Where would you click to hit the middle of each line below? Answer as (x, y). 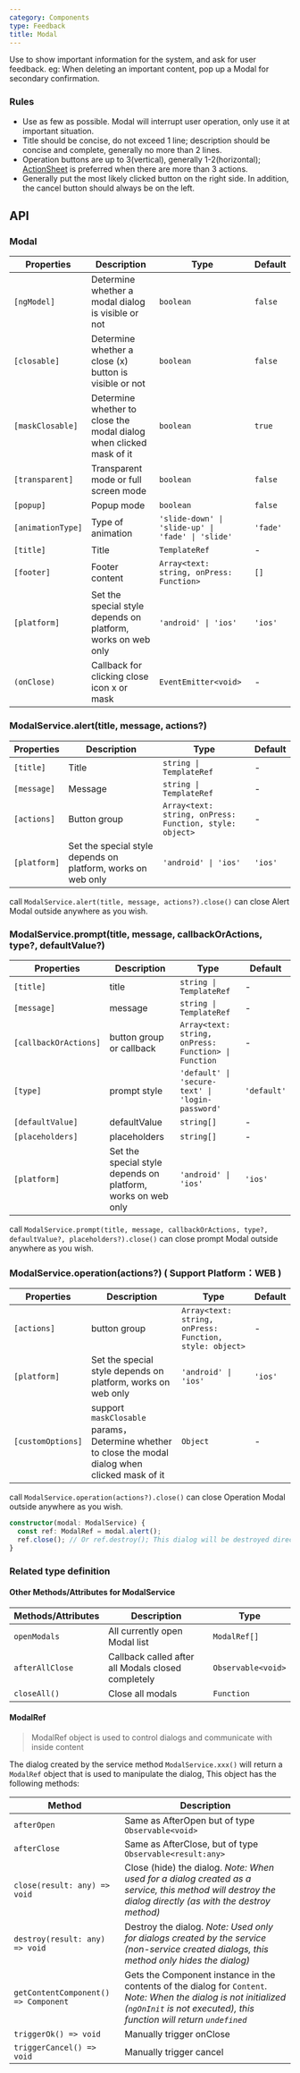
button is (109, 372)
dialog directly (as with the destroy (197, 1901)
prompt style (136, 1091)
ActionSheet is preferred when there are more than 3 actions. (135, 169)
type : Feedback (37, 26)
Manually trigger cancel (174, 2052)
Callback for (117, 666)
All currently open (146, 1631)
